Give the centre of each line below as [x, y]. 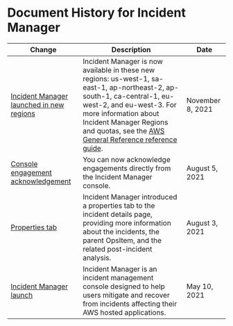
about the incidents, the [121, 231]
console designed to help [124, 286]
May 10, [200, 286]
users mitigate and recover [126, 295]
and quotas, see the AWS [124, 131]
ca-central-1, [137, 96]
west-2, [96, 104]
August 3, [202, 222]
